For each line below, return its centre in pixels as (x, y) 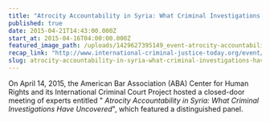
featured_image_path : (45, 46)
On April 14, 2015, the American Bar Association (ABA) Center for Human (129, 83)
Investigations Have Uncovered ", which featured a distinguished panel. (126, 108)
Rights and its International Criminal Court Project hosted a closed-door (127, 91)
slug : (17, 61)
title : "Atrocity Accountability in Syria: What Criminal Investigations (135, 16)
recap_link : (28, 53)
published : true (35, 23)
